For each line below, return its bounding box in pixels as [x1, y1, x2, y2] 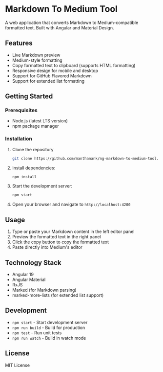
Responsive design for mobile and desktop [12, 68, 99, 73]
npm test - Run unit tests [12, 329, 62, 336]
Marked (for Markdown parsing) [12, 287, 77, 293]
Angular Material [12, 277, 46, 282]
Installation [5, 136, 33, 142]
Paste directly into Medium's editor [12, 244, 83, 250]
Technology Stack [5, 258, 61, 267]
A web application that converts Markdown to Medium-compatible [5, 20, 139, 25]
